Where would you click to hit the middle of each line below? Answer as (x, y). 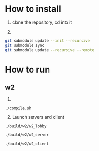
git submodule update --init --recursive (48, 41)
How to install (33, 9)
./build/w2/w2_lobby (26, 126)
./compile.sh (18, 108)
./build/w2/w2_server (27, 135)
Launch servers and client (38, 117)
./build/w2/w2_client (27, 144)
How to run (28, 69)
